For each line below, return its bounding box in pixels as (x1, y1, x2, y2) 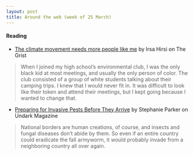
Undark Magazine (14, 112, 58, 119)
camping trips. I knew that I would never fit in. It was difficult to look (20, 82, 185, 89)
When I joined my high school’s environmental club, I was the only (20, 63, 180, 70)
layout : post (6, 8, 38, 15)
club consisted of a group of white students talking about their (20, 75, 172, 83)
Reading (6, 32, 27, 39)
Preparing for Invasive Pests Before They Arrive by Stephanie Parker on (14, 105, 188, 113)
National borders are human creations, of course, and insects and (20, 123, 180, 130)
